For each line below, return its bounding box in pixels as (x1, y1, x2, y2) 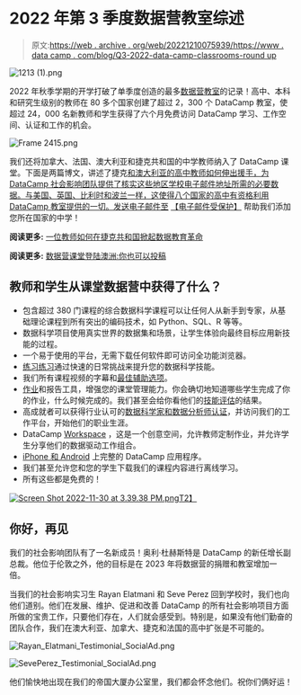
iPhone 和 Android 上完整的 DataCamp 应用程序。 (22, 450, 207, 461)
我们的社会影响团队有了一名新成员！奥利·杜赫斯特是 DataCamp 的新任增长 (9, 547, 284, 557)
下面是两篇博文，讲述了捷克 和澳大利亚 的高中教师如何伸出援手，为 (24, 167, 270, 178)
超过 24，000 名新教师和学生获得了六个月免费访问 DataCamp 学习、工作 (9, 108, 279, 119)
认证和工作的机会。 (24, 119, 96, 130)
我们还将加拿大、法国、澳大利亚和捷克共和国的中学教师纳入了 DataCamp (9, 156, 279, 166)
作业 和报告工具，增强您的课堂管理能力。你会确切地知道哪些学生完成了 (22, 383, 283, 394)
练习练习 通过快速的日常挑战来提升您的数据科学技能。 (22, 361, 220, 371)
